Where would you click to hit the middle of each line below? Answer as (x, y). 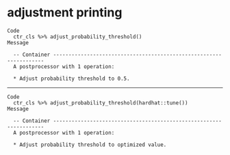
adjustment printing (65, 13)
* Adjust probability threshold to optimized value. (90, 145)
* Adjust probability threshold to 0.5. (72, 79)
